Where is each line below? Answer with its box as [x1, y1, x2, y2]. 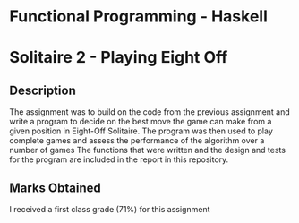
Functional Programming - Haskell [9, 6, 269, 27]
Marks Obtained [9, 180, 101, 195]
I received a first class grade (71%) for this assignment [9, 204, 210, 214]
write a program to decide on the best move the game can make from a [9, 116, 272, 127]
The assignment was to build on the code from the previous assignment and [9, 107, 291, 117]
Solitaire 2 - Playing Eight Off [9, 47, 228, 68]
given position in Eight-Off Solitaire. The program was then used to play [9, 125, 273, 136]
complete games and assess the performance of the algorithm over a [9, 135, 265, 146]
